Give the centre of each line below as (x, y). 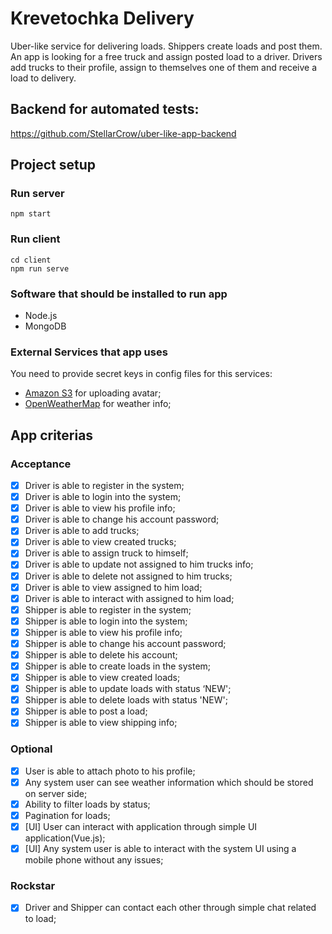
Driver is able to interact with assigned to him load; (129, 598)
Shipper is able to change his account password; (125, 643)
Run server (37, 194)
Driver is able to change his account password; (122, 519)
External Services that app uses (89, 352)
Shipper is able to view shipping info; (101, 723)
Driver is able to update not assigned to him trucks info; (139, 564)
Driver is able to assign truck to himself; (106, 553)
